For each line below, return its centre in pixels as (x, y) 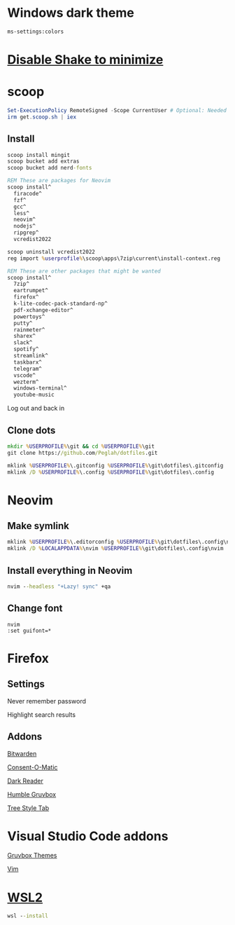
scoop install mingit (39, 155)
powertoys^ (29, 317)
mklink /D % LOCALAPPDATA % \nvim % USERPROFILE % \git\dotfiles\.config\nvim (115, 549)
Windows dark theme (71, 13)
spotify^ (26, 349)
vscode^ (25, 375)
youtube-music (34, 395)
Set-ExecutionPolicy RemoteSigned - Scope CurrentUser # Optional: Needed (117, 110)
